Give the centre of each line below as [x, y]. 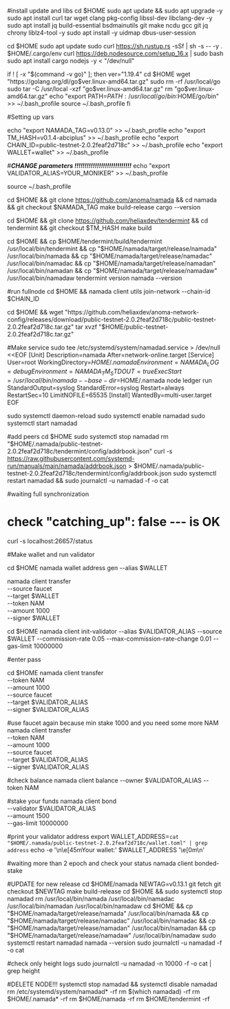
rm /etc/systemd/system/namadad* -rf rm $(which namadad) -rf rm [104, 991]
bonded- [207, 863]
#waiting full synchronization [48, 493]
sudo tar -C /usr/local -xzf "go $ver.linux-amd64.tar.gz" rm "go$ [98, 89]
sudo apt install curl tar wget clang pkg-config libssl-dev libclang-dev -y [110, 18]
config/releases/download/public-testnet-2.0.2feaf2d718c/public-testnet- [112, 319]
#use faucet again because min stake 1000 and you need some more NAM [113, 723]
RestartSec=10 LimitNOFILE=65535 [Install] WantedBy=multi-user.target [109, 395]
